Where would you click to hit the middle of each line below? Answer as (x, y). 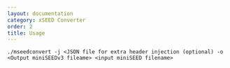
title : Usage (26, 33)
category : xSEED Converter (46, 20)
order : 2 (20, 26)
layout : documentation (40, 14)
